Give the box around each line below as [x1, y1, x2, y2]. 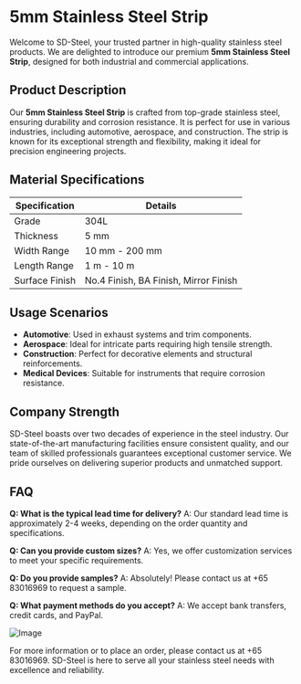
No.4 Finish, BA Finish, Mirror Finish [84, 274, 238, 287]
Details [145, 199, 177, 212]
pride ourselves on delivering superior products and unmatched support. [9, 458, 283, 468]
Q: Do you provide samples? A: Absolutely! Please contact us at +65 [9, 573, 269, 584]
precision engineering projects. [9, 145, 127, 156]
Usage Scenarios [9, 304, 109, 321]
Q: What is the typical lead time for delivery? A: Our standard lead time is [9, 509, 289, 519]
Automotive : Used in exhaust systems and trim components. [22, 329, 253, 340]
